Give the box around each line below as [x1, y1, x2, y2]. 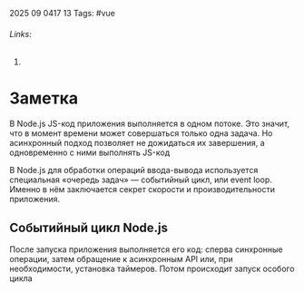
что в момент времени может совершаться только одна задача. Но [9, 128, 273, 139]
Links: [9, 28, 32, 39]
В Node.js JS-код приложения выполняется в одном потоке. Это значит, [9, 118, 290, 130]
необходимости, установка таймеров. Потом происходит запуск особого [9, 263, 295, 274]
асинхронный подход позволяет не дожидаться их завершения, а [9, 138, 265, 149]
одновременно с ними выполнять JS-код [9, 147, 171, 158]
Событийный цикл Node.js [9, 219, 169, 235]
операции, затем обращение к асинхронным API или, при [9, 253, 233, 264]
